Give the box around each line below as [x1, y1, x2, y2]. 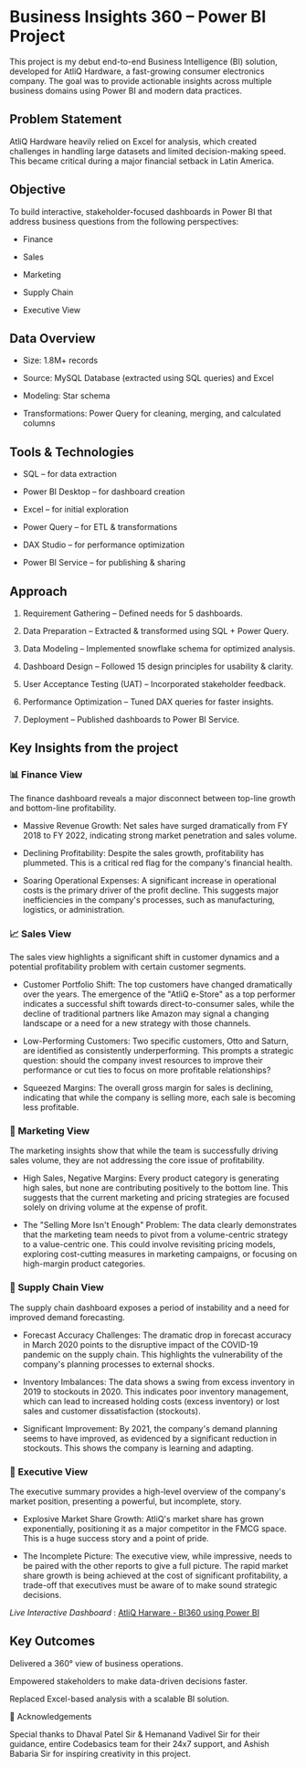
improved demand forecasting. [9, 1311, 125, 1322]
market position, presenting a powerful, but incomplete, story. [9, 1496, 242, 1507]
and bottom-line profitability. [9, 802, 117, 813]
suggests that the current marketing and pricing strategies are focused [22, 1192, 290, 1203]
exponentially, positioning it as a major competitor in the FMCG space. [22, 1523, 288, 1534]
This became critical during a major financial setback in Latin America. [9, 155, 274, 166]
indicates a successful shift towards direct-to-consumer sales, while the [22, 998, 295, 1009]
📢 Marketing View [9, 1124, 90, 1137]
